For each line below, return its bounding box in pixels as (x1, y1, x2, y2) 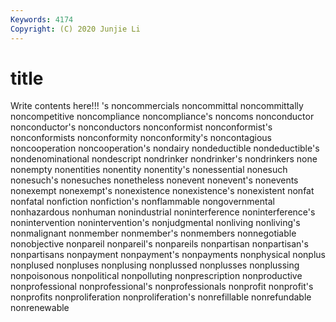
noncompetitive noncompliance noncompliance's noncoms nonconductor (10, 111, 315, 123)
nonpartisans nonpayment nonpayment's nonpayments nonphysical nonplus (10, 249, 326, 261)
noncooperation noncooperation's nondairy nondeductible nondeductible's (10, 142, 320, 155)
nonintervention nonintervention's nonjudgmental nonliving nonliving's (10, 217, 301, 229)
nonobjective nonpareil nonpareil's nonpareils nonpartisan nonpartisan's (10, 238, 309, 250)
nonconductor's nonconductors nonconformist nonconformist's (10, 121, 273, 133)
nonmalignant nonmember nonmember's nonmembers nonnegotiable (10, 227, 297, 240)
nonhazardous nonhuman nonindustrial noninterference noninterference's (10, 206, 316, 218)
